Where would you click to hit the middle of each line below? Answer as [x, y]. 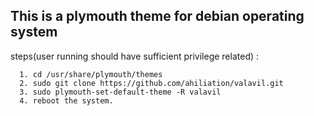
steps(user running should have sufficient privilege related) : [135, 56]
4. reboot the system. [66, 100]
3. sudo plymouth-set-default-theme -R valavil [120, 92]
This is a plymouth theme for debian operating [157, 16]
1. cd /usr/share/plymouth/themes [91, 74]
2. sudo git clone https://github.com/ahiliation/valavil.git [151, 83]
